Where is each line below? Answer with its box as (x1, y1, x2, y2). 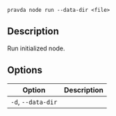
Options (7, 64, 43, 76)
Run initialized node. (7, 44, 65, 52)
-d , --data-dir (10, 96, 58, 106)
